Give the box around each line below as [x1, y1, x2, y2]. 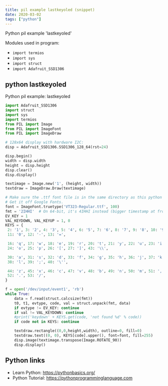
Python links [5, 356, 45, 365]
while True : [5, 291, 30, 296]
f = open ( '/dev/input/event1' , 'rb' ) [5, 287, 84, 292]
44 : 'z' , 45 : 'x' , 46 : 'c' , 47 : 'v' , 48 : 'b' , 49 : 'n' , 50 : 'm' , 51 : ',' [7, 268, 164, 273]
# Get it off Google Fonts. [5, 199, 64, 205]
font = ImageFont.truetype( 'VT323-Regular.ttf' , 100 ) [5, 204, 120, 209]
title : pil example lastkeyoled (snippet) [5, 7, 95, 12]
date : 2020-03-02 [5, 12, 41, 17]
